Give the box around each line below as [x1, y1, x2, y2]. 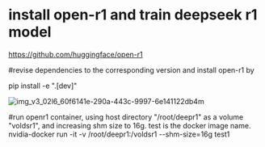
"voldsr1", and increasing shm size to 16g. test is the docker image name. [8, 120, 251, 130]
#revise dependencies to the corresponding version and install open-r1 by [8, 65, 254, 74]
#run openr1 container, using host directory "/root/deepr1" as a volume [8, 111, 244, 122]
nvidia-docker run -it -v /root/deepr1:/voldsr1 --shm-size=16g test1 [8, 129, 230, 139]
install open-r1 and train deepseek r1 [8, 6, 258, 24]
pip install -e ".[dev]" [8, 81, 78, 90]
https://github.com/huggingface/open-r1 [8, 49, 143, 59]
